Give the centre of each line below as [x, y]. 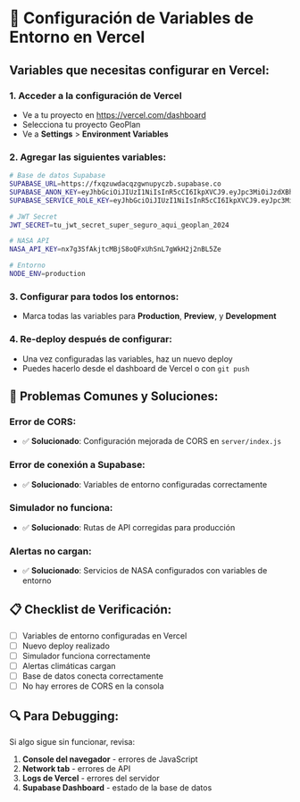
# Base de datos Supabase [57, 176]
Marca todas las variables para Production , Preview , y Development [149, 316]
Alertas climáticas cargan [69, 666]
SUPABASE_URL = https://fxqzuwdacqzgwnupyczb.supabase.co [115, 184]
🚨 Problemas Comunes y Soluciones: [114, 396]
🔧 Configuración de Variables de [132, 18]
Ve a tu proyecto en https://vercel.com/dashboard [114, 114]
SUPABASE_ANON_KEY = [46, 192]
